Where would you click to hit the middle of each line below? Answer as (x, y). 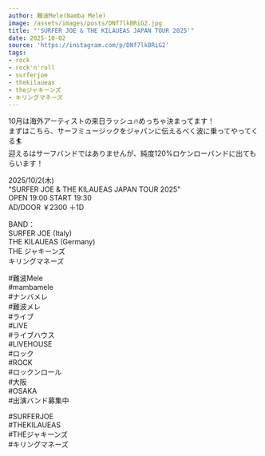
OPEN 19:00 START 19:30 (50, 198)
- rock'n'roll (32, 68)
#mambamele (31, 287)
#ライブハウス (32, 335)
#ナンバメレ (28, 297)
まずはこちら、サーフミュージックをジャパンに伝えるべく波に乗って (120, 131)
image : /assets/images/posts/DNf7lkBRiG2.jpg (85, 23)
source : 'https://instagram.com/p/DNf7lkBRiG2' (89, 46)
